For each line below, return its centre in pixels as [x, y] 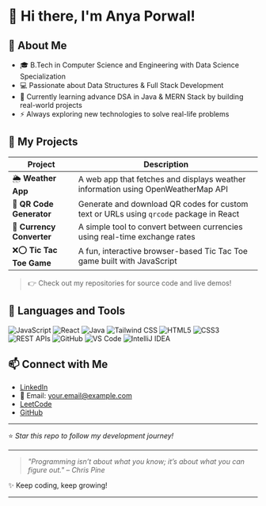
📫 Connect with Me [58, 364]
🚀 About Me [38, 46]
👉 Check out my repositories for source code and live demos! [129, 283]
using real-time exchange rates [137, 236]
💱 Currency [34, 227]
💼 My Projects [43, 142]
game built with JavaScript [127, 261]
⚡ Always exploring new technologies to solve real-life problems [124, 114]
